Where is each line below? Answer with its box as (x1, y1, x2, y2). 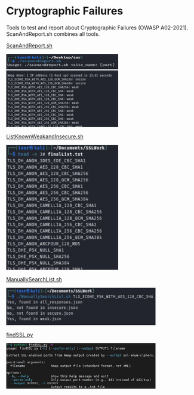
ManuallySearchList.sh (6, 275, 63, 282)
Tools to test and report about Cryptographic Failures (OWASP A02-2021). (6, 24, 189, 31)
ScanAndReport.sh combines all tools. (6, 30, 100, 37)
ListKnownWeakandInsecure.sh (6, 133, 84, 140)
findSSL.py (6, 331, 33, 338)
